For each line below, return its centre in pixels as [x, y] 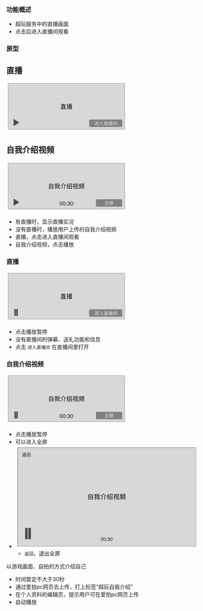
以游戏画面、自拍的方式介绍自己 [46, 566]
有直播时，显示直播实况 [44, 221]
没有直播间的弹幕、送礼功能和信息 [58, 340]
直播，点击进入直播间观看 [47, 237]
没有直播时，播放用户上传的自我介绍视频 [66, 229]
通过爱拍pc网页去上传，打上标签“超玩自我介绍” [74, 587]
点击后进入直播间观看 [42, 32]
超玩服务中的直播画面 [42, 24]
